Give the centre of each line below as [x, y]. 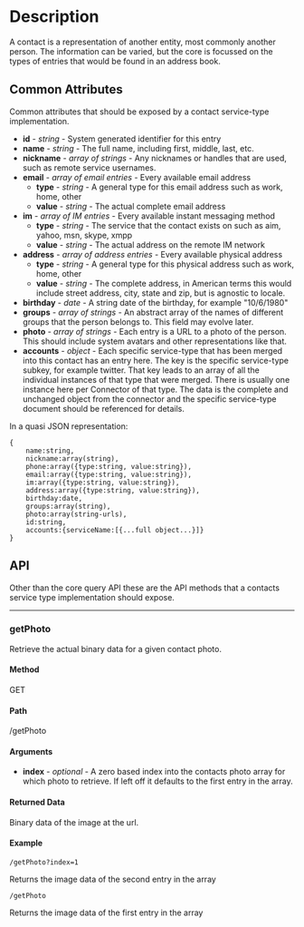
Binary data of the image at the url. [74, 822]
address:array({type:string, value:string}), [113, 490]
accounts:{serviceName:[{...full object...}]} [115, 530]
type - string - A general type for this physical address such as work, [165, 264]
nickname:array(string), [72, 459]
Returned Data [37, 802]
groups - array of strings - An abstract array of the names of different [153, 312]
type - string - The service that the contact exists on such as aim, [158, 225]
